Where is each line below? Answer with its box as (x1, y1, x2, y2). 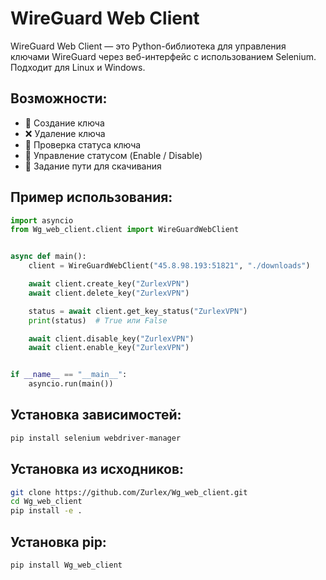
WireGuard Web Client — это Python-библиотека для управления (10, 40, 287, 52)
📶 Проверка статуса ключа (24, 138, 142, 151)
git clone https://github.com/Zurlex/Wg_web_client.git (10, 487, 248, 497)
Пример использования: (10, 189, 173, 206)
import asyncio (10, 215, 74, 226)
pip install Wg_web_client (10, 560, 123, 570)
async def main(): (10, 252, 87, 262)
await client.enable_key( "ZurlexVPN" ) (28, 343, 190, 353)
